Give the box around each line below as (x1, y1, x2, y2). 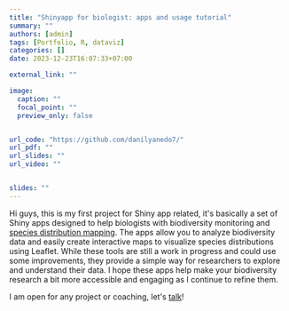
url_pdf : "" (9, 143, 53, 152)
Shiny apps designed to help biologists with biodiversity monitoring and (9, 217, 270, 227)
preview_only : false (17, 111, 93, 120)
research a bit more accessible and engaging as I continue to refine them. (9, 274, 279, 284)
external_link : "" (9, 70, 77, 80)
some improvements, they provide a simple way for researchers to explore (9, 255, 281, 266)
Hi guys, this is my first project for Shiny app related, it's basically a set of (9, 208, 278, 219)
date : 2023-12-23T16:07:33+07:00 (9, 54, 133, 63)
